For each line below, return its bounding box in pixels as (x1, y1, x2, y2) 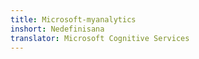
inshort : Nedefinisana (10, 24, 105, 34)
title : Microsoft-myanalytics (10, 14, 137, 25)
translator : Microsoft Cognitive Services (10, 33, 190, 43)
